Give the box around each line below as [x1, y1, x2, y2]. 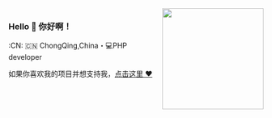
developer [8, 53, 43, 62]
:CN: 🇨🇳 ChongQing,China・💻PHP [8, 40, 128, 51]
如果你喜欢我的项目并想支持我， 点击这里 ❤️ [8, 69, 153, 79]
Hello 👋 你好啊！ [8, 20, 72, 32]
